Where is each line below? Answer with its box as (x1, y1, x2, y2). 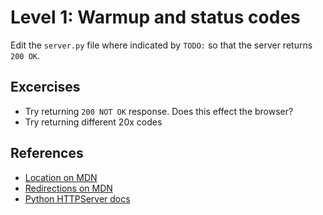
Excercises (10, 79, 81, 96)
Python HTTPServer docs (24, 192, 131, 205)
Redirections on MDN (24, 182, 113, 194)
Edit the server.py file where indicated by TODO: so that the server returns (10, 39, 313, 51)
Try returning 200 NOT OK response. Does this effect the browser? (24, 105, 294, 117)
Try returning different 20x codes (24, 116, 163, 128)
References (10, 145, 84, 162)
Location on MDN (24, 171, 98, 183)
